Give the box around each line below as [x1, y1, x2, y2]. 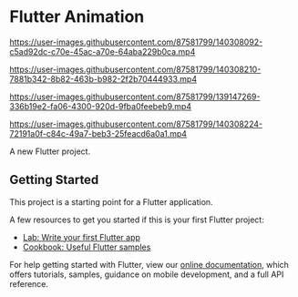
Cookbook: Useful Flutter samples [22, 241, 151, 252]
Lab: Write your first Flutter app [22, 231, 141, 242]
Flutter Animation [9, 6, 145, 27]
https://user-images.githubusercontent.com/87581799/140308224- [9, 118, 262, 129]
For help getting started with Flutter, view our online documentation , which [9, 259, 290, 270]
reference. [9, 278, 48, 289]
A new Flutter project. [9, 146, 91, 157]
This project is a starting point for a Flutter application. [9, 196, 213, 207]
